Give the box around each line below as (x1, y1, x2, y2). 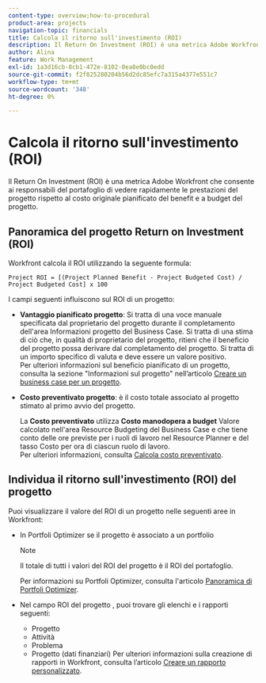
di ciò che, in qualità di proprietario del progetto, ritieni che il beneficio (19, 335, 249, 345)
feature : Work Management (8, 56, 93, 64)
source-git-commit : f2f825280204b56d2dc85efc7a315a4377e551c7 (8, 71, 218, 78)
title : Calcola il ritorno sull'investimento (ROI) (8, 33, 182, 42)
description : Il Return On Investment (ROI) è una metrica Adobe (8, 41, 228, 49)
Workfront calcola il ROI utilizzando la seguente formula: (8, 258, 192, 268)
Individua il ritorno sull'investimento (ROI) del (8, 473, 237, 486)
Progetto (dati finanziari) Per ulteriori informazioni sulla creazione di (31, 649, 253, 658)
